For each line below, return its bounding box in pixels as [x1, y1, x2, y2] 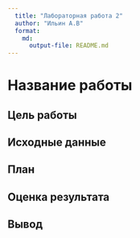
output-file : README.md [28, 42, 109, 50]
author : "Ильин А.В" [14, 19, 84, 27]
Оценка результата [7, 190, 110, 203]
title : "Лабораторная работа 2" [14, 11, 124, 20]
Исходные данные [7, 136, 106, 150]
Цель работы [7, 108, 77, 121]
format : [14, 27, 41, 35]
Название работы [7, 76, 133, 95]
